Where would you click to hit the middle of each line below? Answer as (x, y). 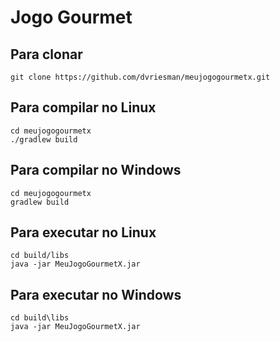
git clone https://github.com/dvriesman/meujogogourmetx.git (140, 77)
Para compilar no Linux (83, 107)
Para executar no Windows (96, 294)
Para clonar (46, 54)
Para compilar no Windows (96, 170)
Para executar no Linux (83, 232)
